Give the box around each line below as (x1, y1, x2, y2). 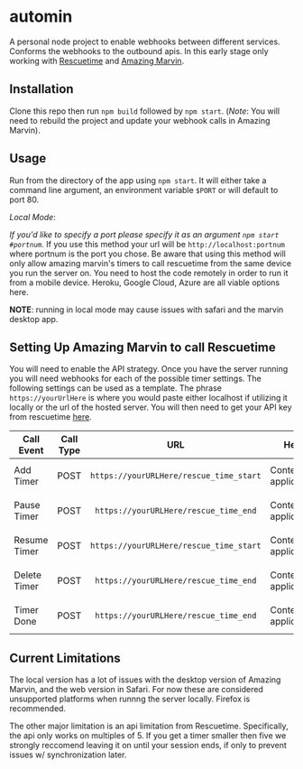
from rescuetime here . (9, 412, 92, 422)
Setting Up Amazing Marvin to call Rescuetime (9, 339, 277, 355)
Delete (14, 569, 42, 581)
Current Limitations (9, 650, 122, 665)
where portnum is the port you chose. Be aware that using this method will (9, 248, 286, 259)
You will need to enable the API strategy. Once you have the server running (9, 364, 289, 375)
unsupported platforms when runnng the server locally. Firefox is (9, 693, 251, 705)
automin (9, 6, 73, 27)
